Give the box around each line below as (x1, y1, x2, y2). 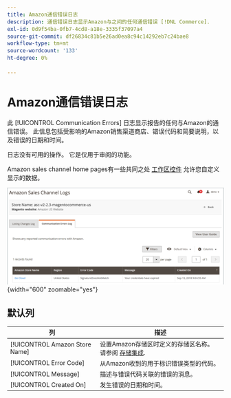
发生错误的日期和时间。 (99, 381, 166, 389)
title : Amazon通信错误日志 (7, 11, 78, 18)
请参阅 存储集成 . (99, 348, 146, 357)
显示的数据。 (7, 173, 43, 181)
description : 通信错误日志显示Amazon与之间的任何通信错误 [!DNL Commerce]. (7, 18, 210, 25)
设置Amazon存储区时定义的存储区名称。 (99, 340, 214, 348)
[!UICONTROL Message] (10, 370, 80, 378)
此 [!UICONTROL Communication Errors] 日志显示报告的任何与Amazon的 (7, 118, 213, 126)
